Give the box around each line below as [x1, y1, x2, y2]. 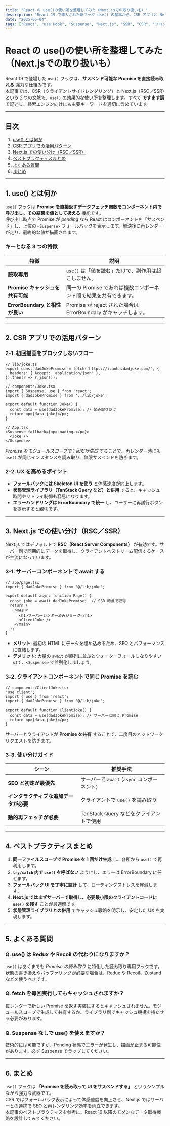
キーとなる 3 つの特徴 [5, 243, 58, 250]
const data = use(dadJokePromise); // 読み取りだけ [10, 407, 116, 412]
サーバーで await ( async [80, 776, 137, 783]
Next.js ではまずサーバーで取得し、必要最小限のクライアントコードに [12, 894, 158, 900]
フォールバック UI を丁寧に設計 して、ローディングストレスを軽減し [12, 882, 153, 888]
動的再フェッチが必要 [8, 814, 59, 821]
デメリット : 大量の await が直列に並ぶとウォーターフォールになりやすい [12, 653, 162, 659]
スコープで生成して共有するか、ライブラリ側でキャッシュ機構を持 [18, 1009, 156, 1015]
